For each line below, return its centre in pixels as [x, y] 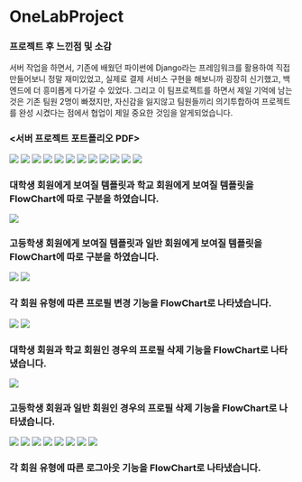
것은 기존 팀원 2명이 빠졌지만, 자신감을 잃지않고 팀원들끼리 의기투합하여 [134, 102]
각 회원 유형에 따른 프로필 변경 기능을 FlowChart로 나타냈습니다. [141, 303]
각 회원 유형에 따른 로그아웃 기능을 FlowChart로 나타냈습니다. [135, 468]
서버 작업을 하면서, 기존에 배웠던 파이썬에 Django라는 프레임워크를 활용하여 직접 [150, 68]
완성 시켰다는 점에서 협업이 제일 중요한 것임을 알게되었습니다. [126, 113]
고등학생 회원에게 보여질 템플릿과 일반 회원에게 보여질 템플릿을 [136, 243]
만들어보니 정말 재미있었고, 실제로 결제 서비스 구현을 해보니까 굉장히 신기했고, [145, 79]
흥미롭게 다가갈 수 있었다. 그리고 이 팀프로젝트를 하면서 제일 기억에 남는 [168, 90]
